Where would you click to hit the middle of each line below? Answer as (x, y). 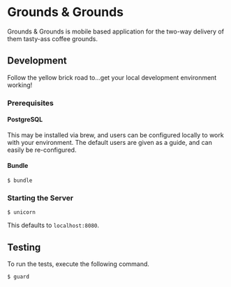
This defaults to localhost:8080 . (53, 225)
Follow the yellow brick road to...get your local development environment (112, 77)
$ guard (18, 277)
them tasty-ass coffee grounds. (52, 38)
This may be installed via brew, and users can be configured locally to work (116, 135)
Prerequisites (30, 103)
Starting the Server (40, 198)
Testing (24, 247)
